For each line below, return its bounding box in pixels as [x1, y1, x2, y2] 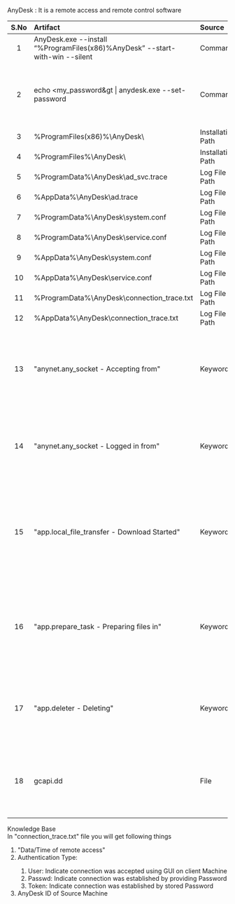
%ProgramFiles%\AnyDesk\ [34, 152, 126, 161]
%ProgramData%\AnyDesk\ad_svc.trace [34, 172, 168, 182]
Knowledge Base [7, 825, 56, 833]
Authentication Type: [17, 854, 78, 861]
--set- [162, 86, 186, 95]
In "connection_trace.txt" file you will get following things [7, 832, 172, 840]
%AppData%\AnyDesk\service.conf [34, 273, 152, 283]
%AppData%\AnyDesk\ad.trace [34, 192, 138, 202]
